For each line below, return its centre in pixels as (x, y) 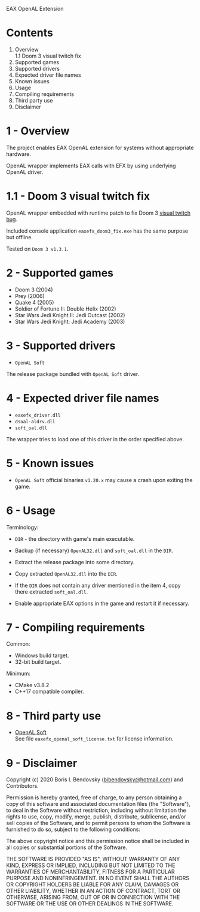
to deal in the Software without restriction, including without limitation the (96, 810)
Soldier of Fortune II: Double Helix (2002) (65, 309)
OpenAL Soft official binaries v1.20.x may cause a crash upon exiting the (104, 480)
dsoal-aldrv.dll (35, 422)
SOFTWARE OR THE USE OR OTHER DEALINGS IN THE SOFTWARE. (90, 904)
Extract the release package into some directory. (75, 562)
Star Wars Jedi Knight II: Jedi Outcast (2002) (70, 315)
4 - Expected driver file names (83, 398)
